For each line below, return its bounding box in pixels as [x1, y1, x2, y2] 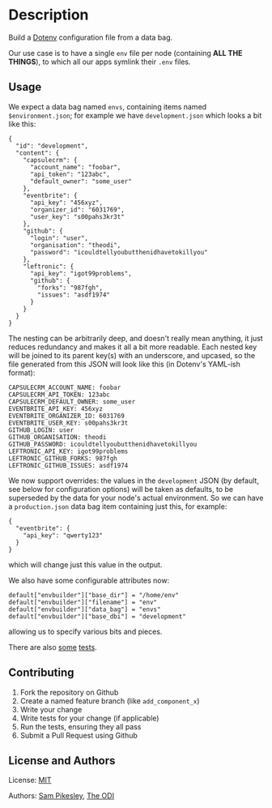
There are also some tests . [8, 642, 97, 652]
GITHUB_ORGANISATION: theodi [8, 433, 107, 441]
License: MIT [8, 776, 52, 785]
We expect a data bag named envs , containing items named [8, 101, 207, 111]
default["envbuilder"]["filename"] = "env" [8, 598, 158, 606]
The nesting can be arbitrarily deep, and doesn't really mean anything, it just [8, 333, 263, 343]
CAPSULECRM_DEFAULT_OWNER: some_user [8, 397, 136, 406]
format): [8, 367, 36, 378]
